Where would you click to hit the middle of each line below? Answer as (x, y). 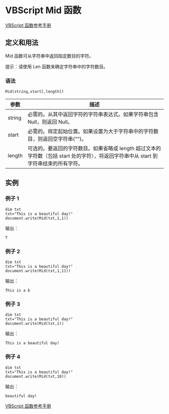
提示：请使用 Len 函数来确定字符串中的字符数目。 (57, 67)
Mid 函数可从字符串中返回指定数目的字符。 (50, 55)
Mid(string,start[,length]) (35, 92)
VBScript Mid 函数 (43, 10)
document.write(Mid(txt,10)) (36, 376)
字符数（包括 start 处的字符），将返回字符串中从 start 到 (93, 156)
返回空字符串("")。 (65, 139)
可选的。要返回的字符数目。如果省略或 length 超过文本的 (94, 148)
